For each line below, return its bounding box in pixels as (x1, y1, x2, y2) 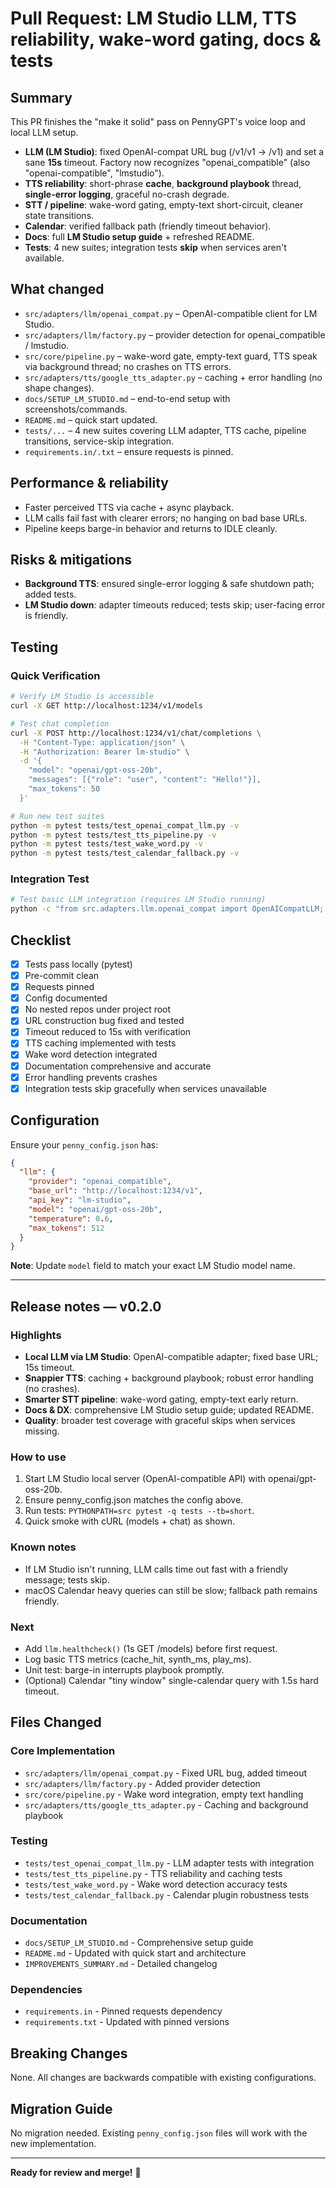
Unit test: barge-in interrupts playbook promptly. (24, 1663, 225, 1676)
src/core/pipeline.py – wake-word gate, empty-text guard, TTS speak (24, 350, 318, 362)
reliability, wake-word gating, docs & (10, 28, 322, 51)
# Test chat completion (10, 718, 110, 729)
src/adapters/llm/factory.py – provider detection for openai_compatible (24, 328, 326, 341)
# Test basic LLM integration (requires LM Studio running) (10, 895, 267, 905)
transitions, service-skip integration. (24, 435, 175, 447)
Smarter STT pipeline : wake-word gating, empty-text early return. (24, 1393, 299, 1405)
